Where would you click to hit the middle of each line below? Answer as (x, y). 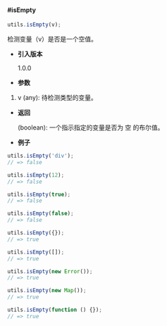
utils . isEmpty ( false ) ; (41, 214)
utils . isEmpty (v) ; (34, 25)
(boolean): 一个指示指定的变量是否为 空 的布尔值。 (91, 127)
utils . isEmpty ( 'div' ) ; (41, 156)
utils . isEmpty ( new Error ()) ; (50, 271)
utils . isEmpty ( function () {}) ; (55, 310)
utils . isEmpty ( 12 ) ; (36, 175)
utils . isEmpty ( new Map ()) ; (47, 291)
